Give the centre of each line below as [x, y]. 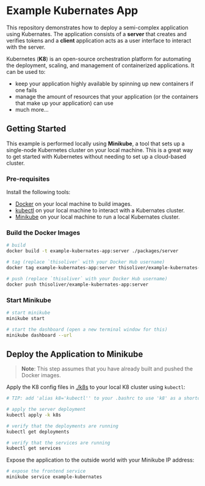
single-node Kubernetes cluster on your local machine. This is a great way [100, 150]
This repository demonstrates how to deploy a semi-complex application [97, 27]
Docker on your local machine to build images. [74, 204]
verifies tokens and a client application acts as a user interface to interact [99, 40]
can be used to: [26, 71]
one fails [26, 90]
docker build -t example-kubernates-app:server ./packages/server [92, 251]
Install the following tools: [38, 192]
